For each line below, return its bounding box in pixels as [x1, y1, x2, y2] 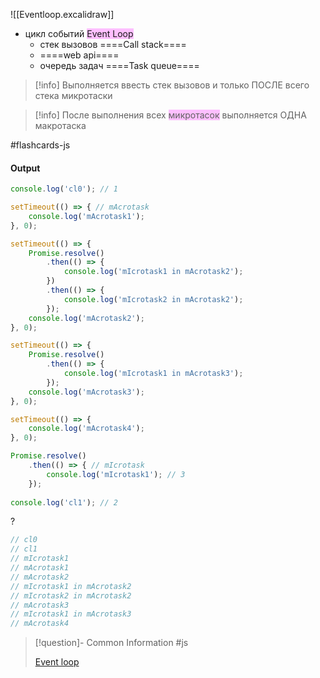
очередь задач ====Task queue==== [39, 60, 200, 71]
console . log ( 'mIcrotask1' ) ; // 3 [46, 469, 186, 479]
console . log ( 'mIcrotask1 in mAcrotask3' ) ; [63, 369, 244, 379]
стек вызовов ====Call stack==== [39, 39, 187, 50]
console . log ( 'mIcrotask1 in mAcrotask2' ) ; [63, 267, 244, 277]
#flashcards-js [10, 139, 71, 151]
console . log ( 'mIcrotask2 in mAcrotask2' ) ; [63, 294, 244, 304]
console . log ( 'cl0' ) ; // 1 [10, 184, 118, 194]
